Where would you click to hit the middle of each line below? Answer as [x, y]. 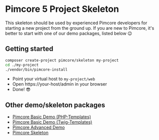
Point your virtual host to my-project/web [54, 79]
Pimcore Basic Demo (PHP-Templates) [51, 117]
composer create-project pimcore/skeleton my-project [62, 60]
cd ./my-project [22, 65]
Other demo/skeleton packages [55, 105]
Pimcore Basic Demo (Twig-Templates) [52, 122]
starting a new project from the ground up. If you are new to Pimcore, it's [80, 28]
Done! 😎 [21, 90]
